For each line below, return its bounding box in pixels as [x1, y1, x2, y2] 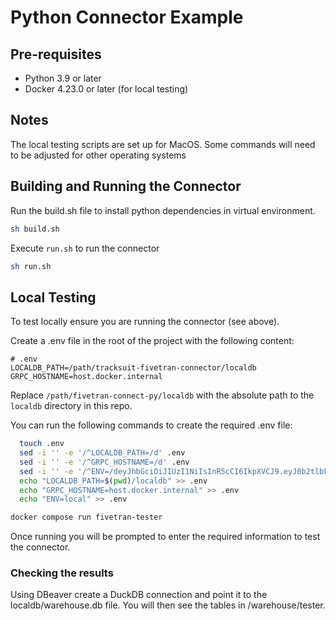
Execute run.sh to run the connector [10, 242, 160, 254]
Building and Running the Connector [10, 178, 242, 195]
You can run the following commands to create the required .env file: [10, 419, 293, 431]
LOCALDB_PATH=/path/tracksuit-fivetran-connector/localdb [10, 363, 257, 373]
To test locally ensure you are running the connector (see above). [10, 316, 280, 328]
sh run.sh [10, 261, 52, 271]
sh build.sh [10, 224, 60, 234]
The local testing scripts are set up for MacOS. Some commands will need [10, 138, 316, 150]
